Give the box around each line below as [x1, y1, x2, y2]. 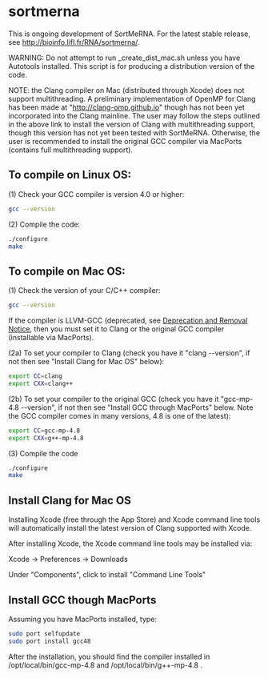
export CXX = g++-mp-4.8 [8, 434, 84, 442]
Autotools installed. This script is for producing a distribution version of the [8, 61, 255, 70]
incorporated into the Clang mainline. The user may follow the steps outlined [8, 110, 260, 120]
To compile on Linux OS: [8, 168, 132, 182]
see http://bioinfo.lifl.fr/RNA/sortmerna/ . [8, 37, 140, 46]
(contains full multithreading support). [8, 145, 134, 154]
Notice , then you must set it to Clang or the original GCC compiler [8, 324, 225, 334]
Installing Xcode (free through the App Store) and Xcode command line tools [8, 515, 261, 524]
